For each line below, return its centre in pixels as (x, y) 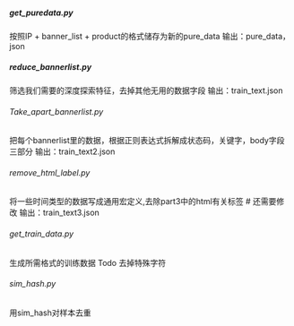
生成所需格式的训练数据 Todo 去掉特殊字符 (88, 262)
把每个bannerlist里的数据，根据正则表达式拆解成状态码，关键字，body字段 (147, 141)
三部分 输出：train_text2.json (62, 151)
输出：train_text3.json (60, 213)
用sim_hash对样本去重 (50, 313)
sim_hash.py (33, 284)
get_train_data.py (42, 234)
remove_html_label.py (50, 172)
